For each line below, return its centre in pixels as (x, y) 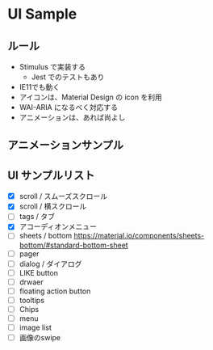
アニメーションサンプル (66, 145)
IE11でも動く (40, 87)
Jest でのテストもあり (68, 77)
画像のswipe (40, 338)
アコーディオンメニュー (58, 226)
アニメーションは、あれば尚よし (72, 117)
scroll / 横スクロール (53, 206)
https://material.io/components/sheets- (139, 236)
